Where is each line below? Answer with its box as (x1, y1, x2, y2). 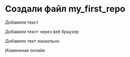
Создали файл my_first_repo (5, 3, 126, 14)
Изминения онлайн (5, 47, 45, 53)
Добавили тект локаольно (5, 38, 60, 44)
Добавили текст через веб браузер (5, 28, 79, 34)
